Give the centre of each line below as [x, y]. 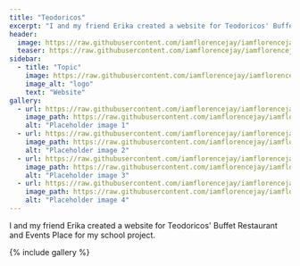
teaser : [32, 51]
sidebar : [25, 59]
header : [24, 34]
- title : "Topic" [50, 68]
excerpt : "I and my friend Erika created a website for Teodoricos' [139, 26]
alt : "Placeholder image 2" [77, 150]
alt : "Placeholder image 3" [77, 175]
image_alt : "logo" [59, 84]
